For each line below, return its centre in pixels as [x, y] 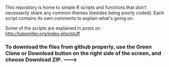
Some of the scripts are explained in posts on [53, 28]
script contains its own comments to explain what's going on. [70, 18]
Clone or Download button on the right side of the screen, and [83, 53]
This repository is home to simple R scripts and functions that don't [76, 7]
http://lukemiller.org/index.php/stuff [43, 33]
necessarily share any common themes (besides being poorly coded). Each [85, 13]
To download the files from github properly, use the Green [79, 47]
